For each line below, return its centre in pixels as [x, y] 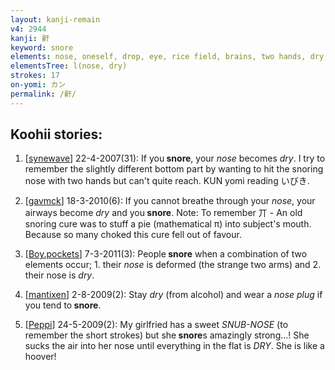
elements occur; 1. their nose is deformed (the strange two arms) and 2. [173, 265]
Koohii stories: [56, 134]
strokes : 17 [35, 76]
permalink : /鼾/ [43, 94]
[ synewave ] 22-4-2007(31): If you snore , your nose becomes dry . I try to [175, 158]
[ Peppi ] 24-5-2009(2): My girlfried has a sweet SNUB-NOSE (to [156, 325]
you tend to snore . [63, 305]
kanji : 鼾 [30, 38]
